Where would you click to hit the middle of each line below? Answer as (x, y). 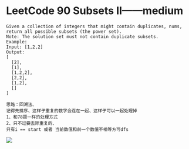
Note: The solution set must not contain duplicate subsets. (82, 36)
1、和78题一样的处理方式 (32, 117)
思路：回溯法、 (21, 104)
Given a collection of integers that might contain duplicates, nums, (94, 26)
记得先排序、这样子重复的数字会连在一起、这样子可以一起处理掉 (72, 111)
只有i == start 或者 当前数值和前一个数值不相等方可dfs (67, 129)
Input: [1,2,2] (25, 47)
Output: (16, 52)
